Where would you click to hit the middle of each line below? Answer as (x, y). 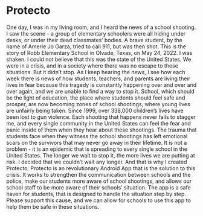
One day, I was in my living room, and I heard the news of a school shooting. (101, 27)
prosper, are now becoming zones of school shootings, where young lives (98, 104)
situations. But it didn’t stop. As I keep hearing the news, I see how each (96, 72)
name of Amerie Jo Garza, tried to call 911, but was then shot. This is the (96, 46)
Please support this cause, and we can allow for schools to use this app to (99, 200)
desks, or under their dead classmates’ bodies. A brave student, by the (95, 40)
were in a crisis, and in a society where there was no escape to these (92, 65)
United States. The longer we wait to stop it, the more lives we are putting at (101, 155)
